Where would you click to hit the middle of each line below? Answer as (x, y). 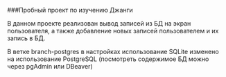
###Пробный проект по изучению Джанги (70, 10)
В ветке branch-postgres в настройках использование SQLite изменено (113, 52)
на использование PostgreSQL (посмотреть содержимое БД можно (108, 59)
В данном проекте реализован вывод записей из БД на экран (99, 23)
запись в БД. (26, 38)
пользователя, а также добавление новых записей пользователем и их (113, 31)
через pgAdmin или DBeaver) (50, 66)
